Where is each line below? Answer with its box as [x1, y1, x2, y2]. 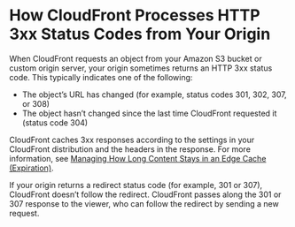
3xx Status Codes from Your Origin [9, 24, 271, 44]
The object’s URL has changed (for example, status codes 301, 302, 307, [21, 89, 287, 100]
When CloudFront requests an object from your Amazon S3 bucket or [9, 53, 263, 64]
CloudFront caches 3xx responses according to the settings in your [9, 134, 255, 145]
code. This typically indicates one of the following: [9, 72, 193, 82]
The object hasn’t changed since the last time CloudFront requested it [21, 108, 277, 118]
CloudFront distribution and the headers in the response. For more [9, 143, 251, 155]
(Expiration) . [9, 163, 55, 173]
